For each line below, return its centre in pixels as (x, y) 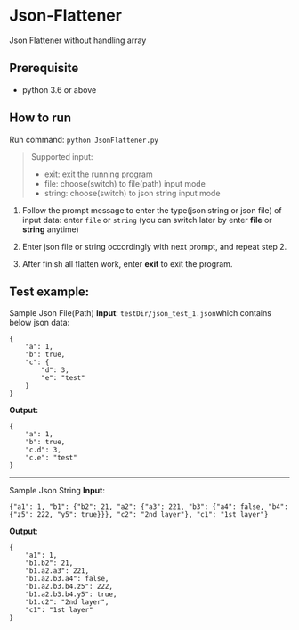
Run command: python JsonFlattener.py (84, 139)
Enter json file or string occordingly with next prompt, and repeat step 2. (154, 246)
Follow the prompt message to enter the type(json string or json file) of (152, 210)
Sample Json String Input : (57, 491)
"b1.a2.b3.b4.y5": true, (71, 594)
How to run (40, 118)
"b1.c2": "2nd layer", (67, 602)
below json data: (40, 323)
